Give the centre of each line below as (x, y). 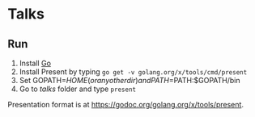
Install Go (35, 63)
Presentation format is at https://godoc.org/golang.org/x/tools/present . (126, 104)
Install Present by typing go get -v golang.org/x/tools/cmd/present (133, 72)
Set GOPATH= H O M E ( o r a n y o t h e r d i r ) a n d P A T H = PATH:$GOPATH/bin (130, 80)
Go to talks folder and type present (78, 89)
